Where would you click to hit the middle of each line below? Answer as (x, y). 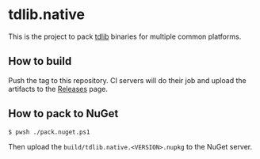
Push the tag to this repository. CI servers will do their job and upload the (128, 80)
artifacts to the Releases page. (58, 89)
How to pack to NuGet (63, 114)
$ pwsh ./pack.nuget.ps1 (49, 132)
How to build (40, 61)
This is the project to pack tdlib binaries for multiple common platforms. (125, 36)
